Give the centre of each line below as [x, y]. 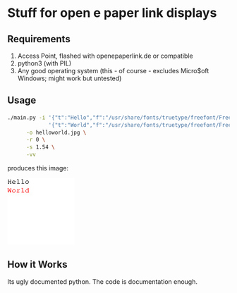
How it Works [37, 264]
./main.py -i [26, 118]
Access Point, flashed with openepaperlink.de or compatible [105, 56]
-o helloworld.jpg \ [56, 132]
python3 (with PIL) [44, 63]
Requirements [39, 39]
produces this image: [38, 168]
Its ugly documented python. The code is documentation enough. [103, 281]
